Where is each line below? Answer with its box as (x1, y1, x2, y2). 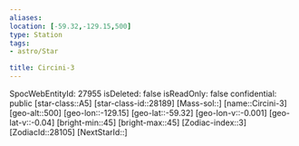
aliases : (9, 13, 43, 23)
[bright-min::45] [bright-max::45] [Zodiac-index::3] (56, 117, 247, 128)
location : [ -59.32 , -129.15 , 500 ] (9, 22, 131, 31)
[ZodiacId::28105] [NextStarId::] (9, 127, 129, 137)
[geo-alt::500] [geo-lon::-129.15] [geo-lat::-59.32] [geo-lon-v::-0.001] (9, 108, 267, 118)
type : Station (9, 30, 63, 39)
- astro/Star (9, 47, 59, 56)
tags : (9, 38, 30, 48)
